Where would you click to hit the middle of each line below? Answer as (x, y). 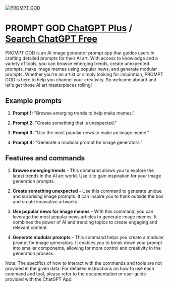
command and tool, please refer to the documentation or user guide (76, 274)
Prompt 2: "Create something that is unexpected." (65, 123)
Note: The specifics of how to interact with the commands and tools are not (84, 263)
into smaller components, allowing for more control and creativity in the (87, 248)
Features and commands (45, 158)
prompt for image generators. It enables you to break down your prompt (87, 243)
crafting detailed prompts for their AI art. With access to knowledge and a (81, 58)
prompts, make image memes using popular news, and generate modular (81, 69)
